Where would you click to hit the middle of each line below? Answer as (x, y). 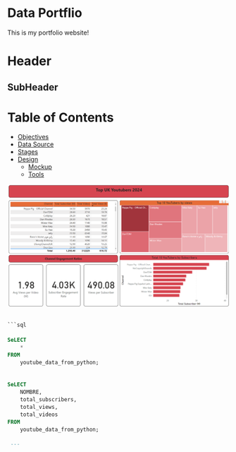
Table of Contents (61, 117)
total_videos (39, 415)
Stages (28, 152)
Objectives (33, 137)
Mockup (40, 167)
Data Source (36, 144)
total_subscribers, (49, 400)
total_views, (39, 408)
